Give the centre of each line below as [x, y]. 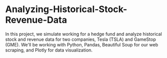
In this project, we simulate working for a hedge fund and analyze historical [83, 34]
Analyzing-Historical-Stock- [66, 9]
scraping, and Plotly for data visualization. [49, 50]
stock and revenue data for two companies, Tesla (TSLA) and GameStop [81, 39]
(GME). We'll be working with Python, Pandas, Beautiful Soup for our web [82, 44]
